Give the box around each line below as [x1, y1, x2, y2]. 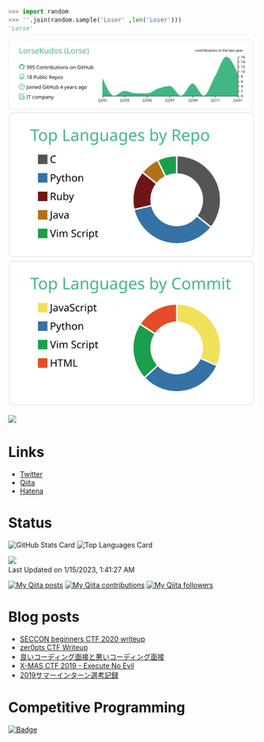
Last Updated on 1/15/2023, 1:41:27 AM [8, 565, 135, 575]
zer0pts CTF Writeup [19, 643, 89, 653]
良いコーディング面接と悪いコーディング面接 [19, 653, 164, 662]
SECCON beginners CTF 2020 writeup [19, 634, 145, 644]
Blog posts [8, 608, 80, 626]
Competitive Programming [8, 698, 186, 717]
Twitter [19, 470, 43, 479]
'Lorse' [8, 24, 34, 32]
